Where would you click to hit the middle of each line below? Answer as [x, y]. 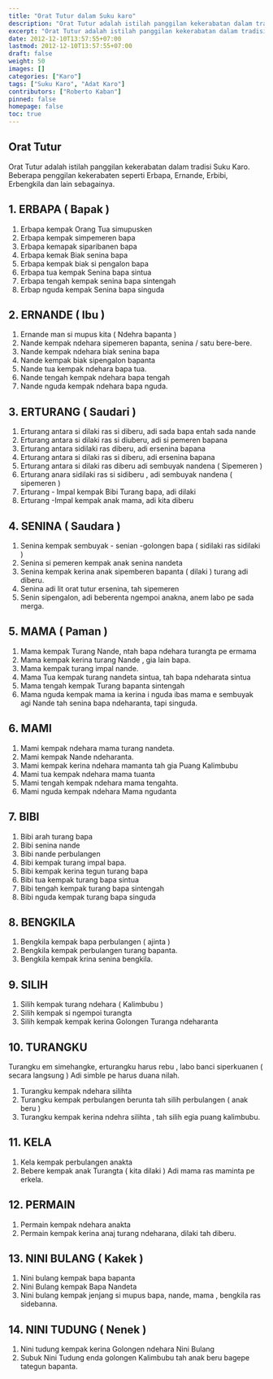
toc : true [25, 115]
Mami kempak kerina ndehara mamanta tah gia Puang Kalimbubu [129, 765]
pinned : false [32, 99]
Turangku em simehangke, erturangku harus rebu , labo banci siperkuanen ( [136, 1066]
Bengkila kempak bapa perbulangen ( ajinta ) [95, 942]
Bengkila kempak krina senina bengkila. [87, 959]
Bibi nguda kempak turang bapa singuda [88, 897]
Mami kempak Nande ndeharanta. [77, 757]
